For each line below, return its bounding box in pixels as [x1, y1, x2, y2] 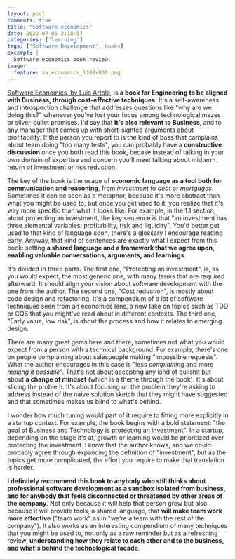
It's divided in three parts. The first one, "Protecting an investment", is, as [7, 264, 220, 273]
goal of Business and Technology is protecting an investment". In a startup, [7, 426, 224, 434]
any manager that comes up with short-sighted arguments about [7, 126, 194, 134]
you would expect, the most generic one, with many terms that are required [7, 271, 225, 281]
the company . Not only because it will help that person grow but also [7, 499, 208, 507]
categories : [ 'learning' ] [7, 36, 83, 43]
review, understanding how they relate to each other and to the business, [7, 536, 224, 544]
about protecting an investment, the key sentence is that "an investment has [7, 213, 227, 222]
